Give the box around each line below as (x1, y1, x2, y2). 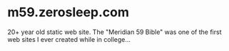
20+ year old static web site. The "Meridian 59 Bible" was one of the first (7, 28, 222, 36)
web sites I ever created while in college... (7, 35, 131, 43)
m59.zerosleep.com (7, 4, 130, 21)
